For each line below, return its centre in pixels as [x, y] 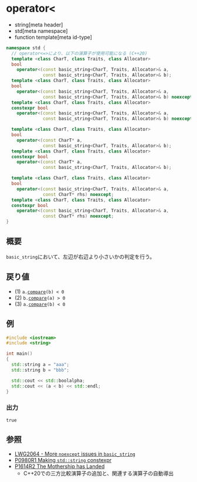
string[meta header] [39, 25]
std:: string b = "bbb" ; [40, 370]
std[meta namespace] [41, 30]
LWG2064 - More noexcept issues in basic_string [75, 454]
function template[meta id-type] [53, 37]
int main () [19, 354]
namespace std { [26, 48]
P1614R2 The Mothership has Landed [60, 466]
